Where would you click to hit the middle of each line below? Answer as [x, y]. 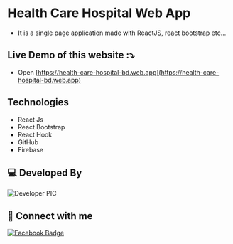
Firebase [31, 149]
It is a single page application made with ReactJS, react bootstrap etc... [122, 33]
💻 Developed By [45, 173]
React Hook [35, 134]
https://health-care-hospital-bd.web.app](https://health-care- [129, 72]
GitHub [28, 142]
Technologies [38, 102]
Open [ [28, 72]
